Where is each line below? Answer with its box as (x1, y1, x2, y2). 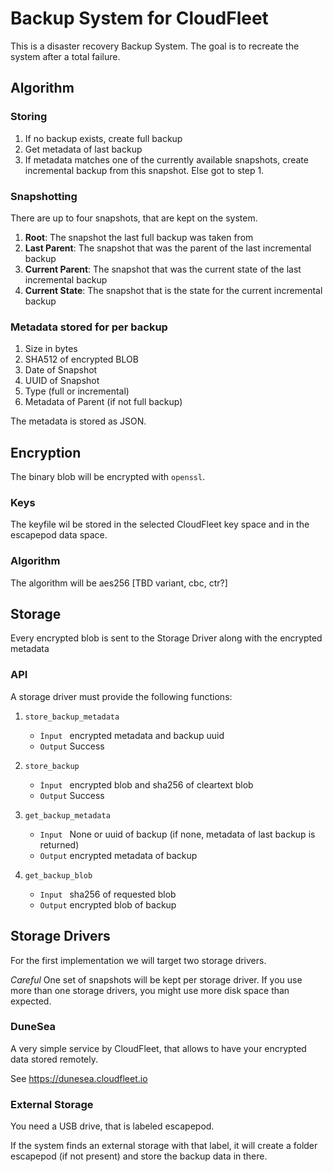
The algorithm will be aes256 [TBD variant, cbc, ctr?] (10, 577, 228, 589)
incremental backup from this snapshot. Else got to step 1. (24, 164, 265, 176)
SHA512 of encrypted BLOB (24, 353, 139, 366)
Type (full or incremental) (24, 385, 130, 397)
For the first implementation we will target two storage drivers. (10, 954, 267, 966)
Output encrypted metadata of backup (39, 849, 198, 861)
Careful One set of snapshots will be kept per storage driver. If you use (10, 973, 303, 986)
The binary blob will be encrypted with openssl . (10, 471, 206, 483)
